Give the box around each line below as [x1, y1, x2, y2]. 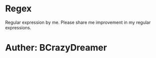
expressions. [5, 24, 31, 30]
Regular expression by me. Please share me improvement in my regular [5, 19, 151, 25]
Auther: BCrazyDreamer [5, 42, 107, 54]
